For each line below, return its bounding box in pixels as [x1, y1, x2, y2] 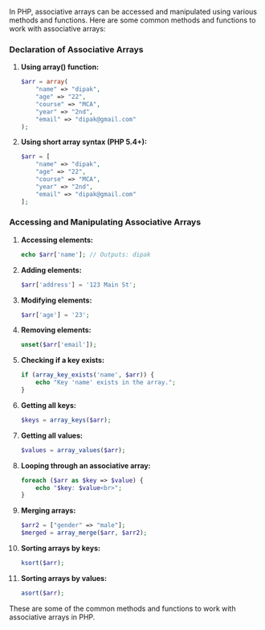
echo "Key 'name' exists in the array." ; [35, 378, 176, 387]
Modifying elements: [20, 295, 92, 305]
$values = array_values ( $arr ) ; [20, 446, 126, 454]
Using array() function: [20, 62, 100, 72]
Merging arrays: [20, 506, 76, 516]
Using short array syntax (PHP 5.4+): [20, 137, 148, 147]
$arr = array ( [20, 78, 68, 86]
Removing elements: [20, 325, 92, 335]
